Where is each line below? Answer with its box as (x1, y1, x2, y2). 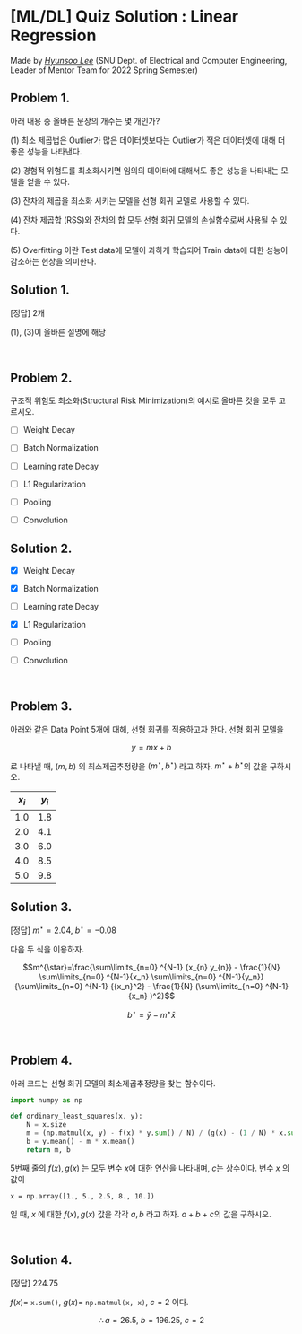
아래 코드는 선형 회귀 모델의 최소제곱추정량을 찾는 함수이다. (10, 1077, 216, 1088)
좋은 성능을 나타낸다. (10, 145, 82, 156)
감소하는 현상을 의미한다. (10, 256, 97, 267)
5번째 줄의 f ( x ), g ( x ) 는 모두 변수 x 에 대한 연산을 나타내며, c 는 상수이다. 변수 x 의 (10, 1163, 290, 1173)
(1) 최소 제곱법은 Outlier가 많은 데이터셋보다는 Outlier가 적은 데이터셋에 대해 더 (10, 135, 286, 145)
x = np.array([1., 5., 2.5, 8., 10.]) (10, 1191, 155, 1200)
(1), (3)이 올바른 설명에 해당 (10, 326, 107, 338)
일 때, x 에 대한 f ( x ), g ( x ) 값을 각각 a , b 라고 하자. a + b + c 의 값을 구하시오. (10, 1208, 272, 1219)
